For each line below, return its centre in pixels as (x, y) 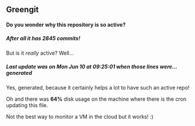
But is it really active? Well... (40, 53)
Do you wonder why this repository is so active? (66, 24)
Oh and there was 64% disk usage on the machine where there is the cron (96, 99)
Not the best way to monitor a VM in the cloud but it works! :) (80, 117)
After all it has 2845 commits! (43, 38)
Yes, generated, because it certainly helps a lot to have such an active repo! (98, 87)
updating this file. (27, 105)
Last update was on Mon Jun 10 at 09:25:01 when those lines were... (92, 67)
